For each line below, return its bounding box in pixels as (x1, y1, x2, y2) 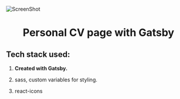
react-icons (14, 88, 43, 94)
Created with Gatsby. (14, 65, 68, 71)
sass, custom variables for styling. (14, 76, 98, 83)
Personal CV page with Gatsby (22, 26, 175, 39)
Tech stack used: (6, 49, 70, 59)
